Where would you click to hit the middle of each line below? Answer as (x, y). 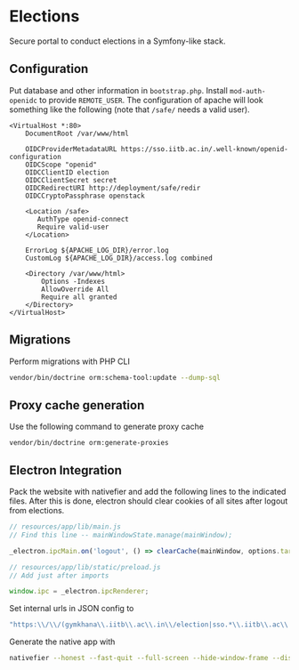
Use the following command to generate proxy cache (107, 427)
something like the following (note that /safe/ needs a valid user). (130, 109)
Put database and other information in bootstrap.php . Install (119, 90)
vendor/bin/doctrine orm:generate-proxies (89, 443)
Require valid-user (73, 227)
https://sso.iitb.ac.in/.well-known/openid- (205, 149)
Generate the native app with (62, 642)
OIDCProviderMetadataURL (71, 149)
